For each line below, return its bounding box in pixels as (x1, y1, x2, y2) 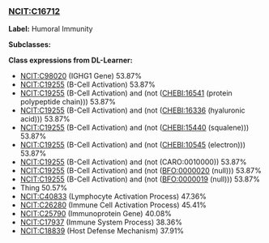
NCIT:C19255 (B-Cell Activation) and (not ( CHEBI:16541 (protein (19, 88, 233, 98)
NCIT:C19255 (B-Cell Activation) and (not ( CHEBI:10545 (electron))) (19, 140, 246, 150)
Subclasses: (8, 40, 51, 49)
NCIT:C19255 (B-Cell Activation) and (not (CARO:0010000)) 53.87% (19, 157, 247, 167)
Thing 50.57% (19, 183, 67, 193)
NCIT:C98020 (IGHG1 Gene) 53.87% (19, 71, 142, 81)
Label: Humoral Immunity (8, 24, 93, 34)
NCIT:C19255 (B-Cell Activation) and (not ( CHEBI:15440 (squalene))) (19, 123, 250, 133)
